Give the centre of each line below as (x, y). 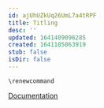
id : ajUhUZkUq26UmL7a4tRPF (52, 15)
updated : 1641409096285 (47, 37)
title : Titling (33, 23)
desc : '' (22, 30)
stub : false (28, 52)
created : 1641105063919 (47, 45)
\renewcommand (32, 81)
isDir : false (30, 60)
